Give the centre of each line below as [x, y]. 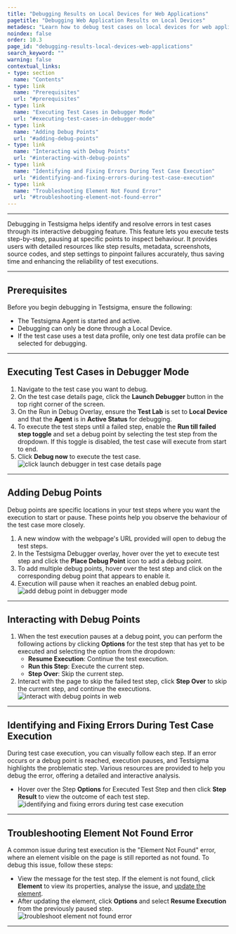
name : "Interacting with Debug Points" [72, 152]
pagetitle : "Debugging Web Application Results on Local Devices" [106, 20]
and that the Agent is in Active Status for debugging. [94, 419]
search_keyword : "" [36, 54]
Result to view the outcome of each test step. [83, 797]
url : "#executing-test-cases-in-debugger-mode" [85, 118]
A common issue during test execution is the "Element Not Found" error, [112, 850]
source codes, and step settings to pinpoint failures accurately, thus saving [116, 254]
